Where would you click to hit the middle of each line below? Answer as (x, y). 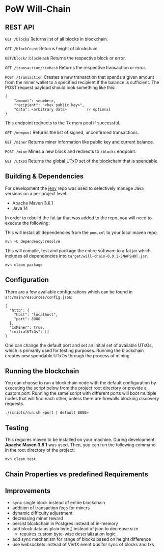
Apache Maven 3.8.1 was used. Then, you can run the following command (81, 445)
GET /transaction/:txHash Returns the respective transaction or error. (76, 68)
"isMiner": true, (27, 327)
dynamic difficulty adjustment (42, 513)
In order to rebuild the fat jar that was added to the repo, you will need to (79, 218)
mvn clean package (24, 265)
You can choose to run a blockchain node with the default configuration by (81, 383)
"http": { (19, 310)
